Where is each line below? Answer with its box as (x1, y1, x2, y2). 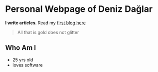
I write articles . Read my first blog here (5, 20, 86, 26)
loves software (12, 62, 43, 68)
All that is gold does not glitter (17, 29, 79, 35)
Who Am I (5, 43, 36, 52)
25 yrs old (12, 57, 33, 63)
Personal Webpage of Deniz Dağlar (5, 3, 153, 15)
